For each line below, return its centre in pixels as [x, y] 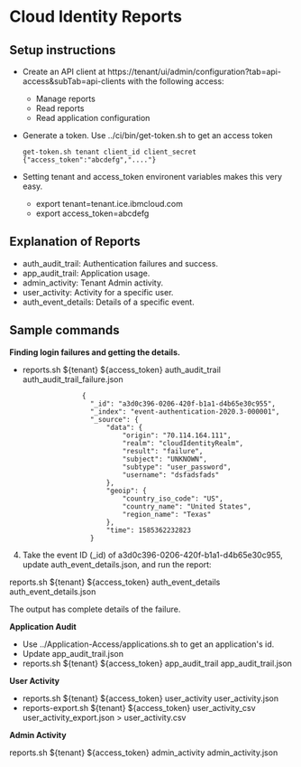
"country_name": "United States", [187, 506]
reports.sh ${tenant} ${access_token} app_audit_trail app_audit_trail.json [157, 663]
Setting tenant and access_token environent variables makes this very [152, 177]
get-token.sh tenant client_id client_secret [109, 152]
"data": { [124, 427]
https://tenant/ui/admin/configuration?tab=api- [195, 71]
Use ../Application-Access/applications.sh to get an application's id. [148, 644]
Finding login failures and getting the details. [95, 352]
